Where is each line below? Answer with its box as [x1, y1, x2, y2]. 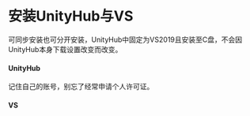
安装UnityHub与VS [8, 7, 134, 25]
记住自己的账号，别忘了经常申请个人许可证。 [8, 82, 154, 92]
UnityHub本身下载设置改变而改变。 [8, 44, 123, 54]
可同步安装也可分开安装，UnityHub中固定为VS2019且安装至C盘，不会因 [8, 35, 243, 44]
